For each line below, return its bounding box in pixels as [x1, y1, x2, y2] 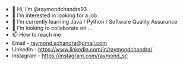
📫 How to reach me [11, 31, 61, 38]
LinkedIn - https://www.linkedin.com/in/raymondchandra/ [11, 46, 153, 53]
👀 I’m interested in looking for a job [11, 12, 97, 19]
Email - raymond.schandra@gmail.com [11, 40, 107, 47]
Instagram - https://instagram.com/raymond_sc [11, 52, 128, 59]
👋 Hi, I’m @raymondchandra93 [11, 6, 87, 12]
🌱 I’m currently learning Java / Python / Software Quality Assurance [11, 18, 178, 25]
